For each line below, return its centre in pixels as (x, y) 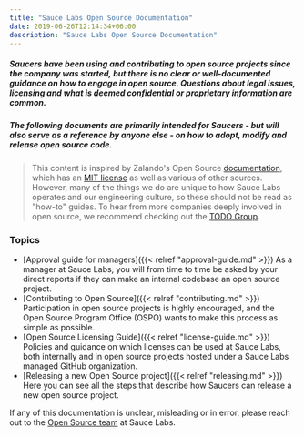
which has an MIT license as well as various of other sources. (147, 178)
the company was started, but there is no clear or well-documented (140, 73)
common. (28, 102)
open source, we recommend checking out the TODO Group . (146, 216)
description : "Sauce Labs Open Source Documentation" (114, 35)
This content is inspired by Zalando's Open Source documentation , (157, 168)
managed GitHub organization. (80, 366)
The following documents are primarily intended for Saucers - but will (144, 126)
